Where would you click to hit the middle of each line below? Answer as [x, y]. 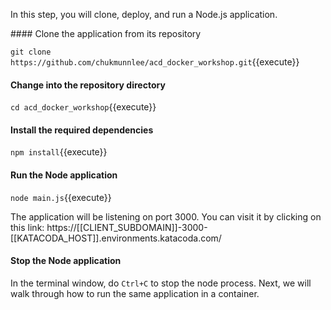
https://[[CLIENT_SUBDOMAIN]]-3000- [127, 227]
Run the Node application [64, 175]
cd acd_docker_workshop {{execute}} [83, 107]
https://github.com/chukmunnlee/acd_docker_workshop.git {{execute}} [155, 62]
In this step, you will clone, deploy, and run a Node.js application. [144, 14]
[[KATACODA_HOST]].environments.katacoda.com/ [116, 238]
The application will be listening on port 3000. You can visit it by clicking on [166, 216]
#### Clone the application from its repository [106, 33]
